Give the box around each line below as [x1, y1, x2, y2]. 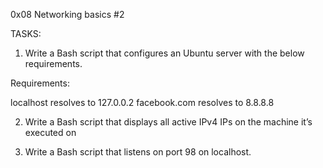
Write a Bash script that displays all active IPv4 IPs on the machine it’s [24, 116, 313, 128]
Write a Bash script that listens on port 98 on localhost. [24, 146, 252, 158]
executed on [24, 127, 77, 138]
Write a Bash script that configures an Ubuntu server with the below [24, 47, 305, 59]
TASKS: [10, 28, 42, 39]
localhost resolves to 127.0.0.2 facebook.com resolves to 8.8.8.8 [10, 97, 275, 108]
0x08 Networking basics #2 [10, 9, 125, 20]
